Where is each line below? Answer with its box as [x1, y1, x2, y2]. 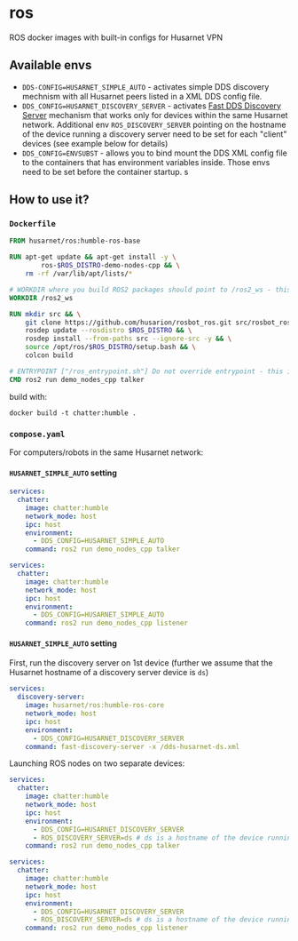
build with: [9, 391, 47, 402]
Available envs [9, 58, 92, 73]
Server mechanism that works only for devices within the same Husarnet [21, 109, 288, 120]
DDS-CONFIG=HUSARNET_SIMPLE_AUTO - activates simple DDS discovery [21, 81, 270, 92]
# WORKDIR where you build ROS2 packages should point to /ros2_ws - [9, 285, 272, 294]
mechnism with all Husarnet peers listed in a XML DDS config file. [21, 91, 263, 101]
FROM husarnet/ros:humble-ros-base [9, 236, 141, 246]
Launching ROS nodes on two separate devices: [9, 758, 185, 769]
